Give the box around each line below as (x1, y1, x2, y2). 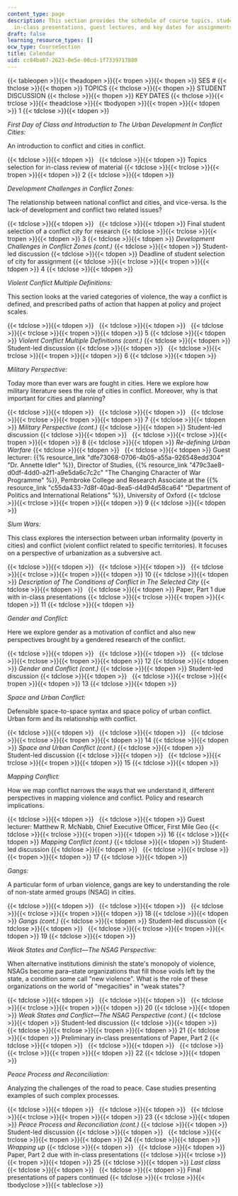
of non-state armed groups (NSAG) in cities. (7, 887, 136, 896)
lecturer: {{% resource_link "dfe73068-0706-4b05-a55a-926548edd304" (7, 453, 224, 461)
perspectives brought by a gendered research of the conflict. (7, 635, 186, 644)
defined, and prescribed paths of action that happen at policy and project (7, 299, 222, 308)
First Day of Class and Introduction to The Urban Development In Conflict (7, 120, 222, 129)
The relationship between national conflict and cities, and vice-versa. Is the (7, 198, 227, 206)
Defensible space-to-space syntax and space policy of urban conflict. (7, 707, 212, 715)
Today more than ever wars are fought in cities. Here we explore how (7, 378, 209, 388)
